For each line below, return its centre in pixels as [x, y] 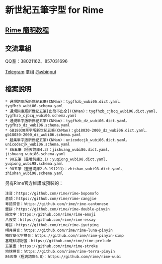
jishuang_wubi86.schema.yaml [35, 154]
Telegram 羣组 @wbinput [31, 72]
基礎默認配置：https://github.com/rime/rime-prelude [58, 241]
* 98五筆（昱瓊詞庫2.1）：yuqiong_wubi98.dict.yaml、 [57, 159]
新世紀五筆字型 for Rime [54, 10]
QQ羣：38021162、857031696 [37, 61]
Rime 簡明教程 [27, 30]
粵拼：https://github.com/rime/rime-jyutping [52, 225]
